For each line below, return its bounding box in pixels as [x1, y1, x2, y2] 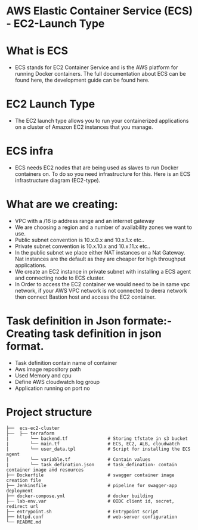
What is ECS [6, 44, 69, 58]
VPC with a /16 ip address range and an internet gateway [14, 217, 155, 224]
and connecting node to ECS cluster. [14, 274, 106, 281]
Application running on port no [14, 385, 91, 392]
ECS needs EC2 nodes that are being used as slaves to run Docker [14, 164, 179, 171]
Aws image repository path [14, 365, 81, 373]
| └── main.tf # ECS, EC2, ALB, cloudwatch [6, 441, 180, 447]
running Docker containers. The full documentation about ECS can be [14, 70, 186, 78]
